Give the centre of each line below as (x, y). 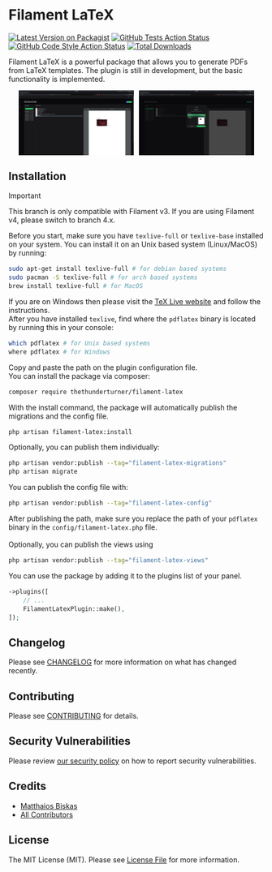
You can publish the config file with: (68, 488)
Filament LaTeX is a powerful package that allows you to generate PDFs (128, 62)
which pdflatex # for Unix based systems (80, 343)
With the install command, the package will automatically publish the (123, 407)
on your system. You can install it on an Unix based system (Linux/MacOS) (133, 244)
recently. (23, 671)
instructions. (29, 310)
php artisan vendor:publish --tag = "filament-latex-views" (108, 561)
